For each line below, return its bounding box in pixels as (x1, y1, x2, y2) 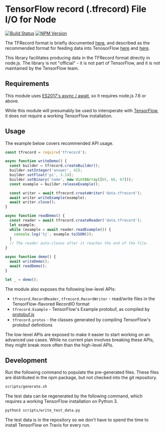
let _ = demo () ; (5, 277, 38, 282)
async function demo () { (5, 255, 56, 260)
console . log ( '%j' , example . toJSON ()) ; (14, 231, 94, 237)
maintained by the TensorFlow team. (5, 65, 79, 71)
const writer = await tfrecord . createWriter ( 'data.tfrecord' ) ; (9, 190, 142, 196)
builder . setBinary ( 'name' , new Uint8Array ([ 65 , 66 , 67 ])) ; (9, 177, 133, 182)
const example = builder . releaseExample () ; (9, 181, 100, 186)
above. (5, 98, 19, 104)
